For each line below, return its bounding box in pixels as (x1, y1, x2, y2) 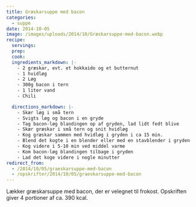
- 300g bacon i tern (17, 82, 69, 88)
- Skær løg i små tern (17, 109, 74, 115)
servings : (11, 43, 36, 49)
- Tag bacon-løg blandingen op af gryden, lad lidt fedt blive (17, 121, 180, 127)
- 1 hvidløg (17, 71, 47, 77)
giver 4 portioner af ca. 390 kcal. (6, 194, 89, 202)
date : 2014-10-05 (6, 25, 50, 32)
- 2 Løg (17, 76, 36, 82)
